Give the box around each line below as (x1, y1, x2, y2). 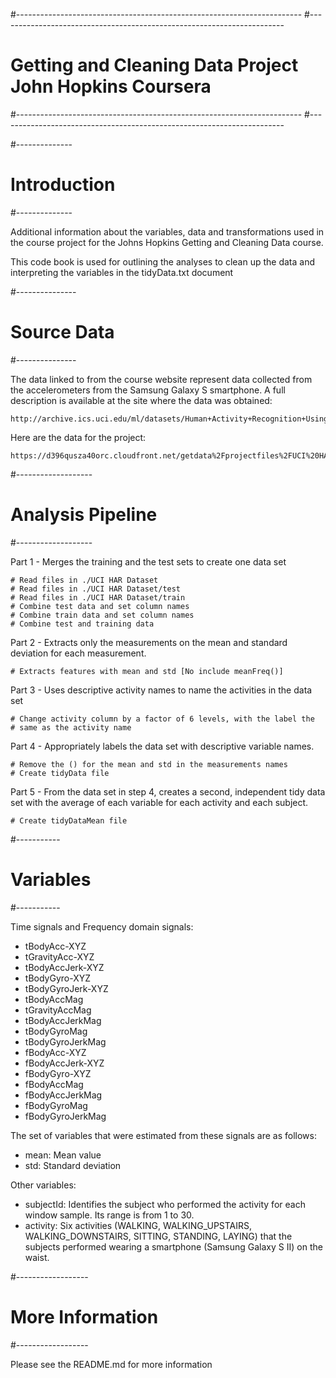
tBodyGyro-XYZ (24, 972, 92, 984)
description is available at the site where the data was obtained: (10, 394, 273, 406)
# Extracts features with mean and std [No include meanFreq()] (10, 666, 284, 676)
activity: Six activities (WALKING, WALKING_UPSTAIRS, (24, 1219, 253, 1231)
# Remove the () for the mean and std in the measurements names (10, 759, 288, 769)
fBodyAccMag (24, 1078, 84, 1090)
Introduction (10, 174, 116, 196)
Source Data (10, 321, 115, 344)
